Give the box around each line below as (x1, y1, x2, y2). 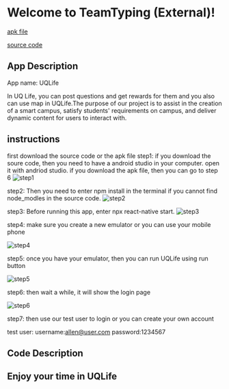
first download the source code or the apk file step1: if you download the (7, 152, 211, 160)
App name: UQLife (7, 79, 59, 87)
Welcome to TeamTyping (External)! (7, 5, 215, 21)
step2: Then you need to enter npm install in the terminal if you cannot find (7, 187, 217, 195)
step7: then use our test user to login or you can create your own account (7, 314, 214, 323)
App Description (7, 60, 79, 72)
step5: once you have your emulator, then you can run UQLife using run (7, 254, 208, 263)
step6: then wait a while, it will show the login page (7, 288, 151, 296)
